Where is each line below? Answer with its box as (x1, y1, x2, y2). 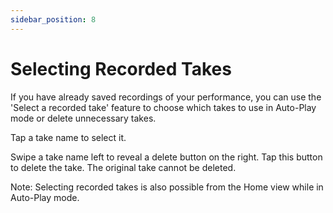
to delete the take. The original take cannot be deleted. (10, 161, 237, 173)
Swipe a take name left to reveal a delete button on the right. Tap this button (10, 151, 323, 163)
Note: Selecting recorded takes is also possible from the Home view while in (10, 181, 324, 193)
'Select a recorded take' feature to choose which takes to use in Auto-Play (10, 101, 317, 113)
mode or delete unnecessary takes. (10, 112, 157, 124)
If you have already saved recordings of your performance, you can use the (10, 91, 322, 103)
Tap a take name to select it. (10, 131, 127, 143)
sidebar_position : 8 (10, 14, 97, 25)
